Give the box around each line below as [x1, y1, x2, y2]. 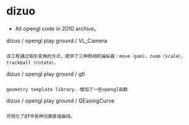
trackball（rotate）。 [6, 59, 59, 66]
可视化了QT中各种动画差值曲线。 [6, 113, 75, 119]
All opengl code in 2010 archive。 [15, 25, 100, 32]
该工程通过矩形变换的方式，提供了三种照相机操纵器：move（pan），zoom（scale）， [6, 53, 186, 59]
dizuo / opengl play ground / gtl [6, 70, 85, 77]
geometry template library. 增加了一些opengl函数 [6, 86, 128, 92]
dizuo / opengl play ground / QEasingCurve [6, 97, 115, 104]
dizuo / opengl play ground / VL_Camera [6, 37, 108, 44]
